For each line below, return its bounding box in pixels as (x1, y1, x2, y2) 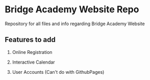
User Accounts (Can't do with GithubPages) (12, 69, 105, 75)
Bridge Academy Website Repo (5, 4, 139, 15)
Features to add (5, 35, 56, 44)
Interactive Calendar (12, 59, 55, 65)
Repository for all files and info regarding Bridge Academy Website (5, 21, 145, 27)
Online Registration (12, 49, 53, 55)
